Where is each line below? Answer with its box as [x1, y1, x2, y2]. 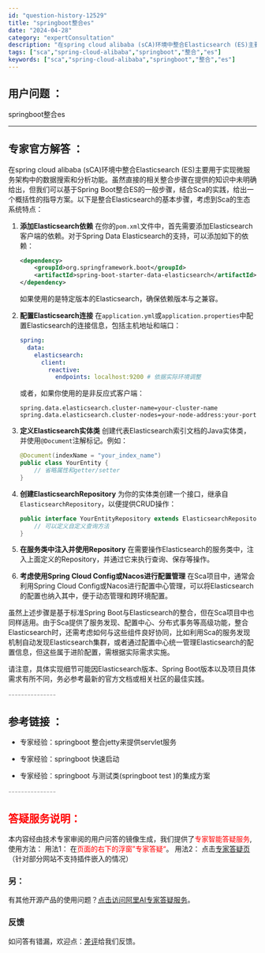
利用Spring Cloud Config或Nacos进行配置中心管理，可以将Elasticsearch [19, 581, 254, 591]
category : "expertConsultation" [8, 33, 114, 42]
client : [40, 358, 66, 366]
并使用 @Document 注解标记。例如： [19, 436, 129, 445]
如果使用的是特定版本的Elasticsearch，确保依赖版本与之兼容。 [19, 294, 222, 303]
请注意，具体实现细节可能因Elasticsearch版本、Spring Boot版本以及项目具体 [8, 664, 256, 674]
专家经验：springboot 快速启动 [19, 754, 120, 764]
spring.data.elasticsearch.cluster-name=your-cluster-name [19, 404, 218, 412]
